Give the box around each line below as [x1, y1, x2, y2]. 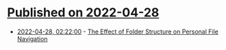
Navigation [16, 34, 48, 42]
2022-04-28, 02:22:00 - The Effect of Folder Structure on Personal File [16, 27, 219, 36]
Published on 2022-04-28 [7, 5, 160, 21]
